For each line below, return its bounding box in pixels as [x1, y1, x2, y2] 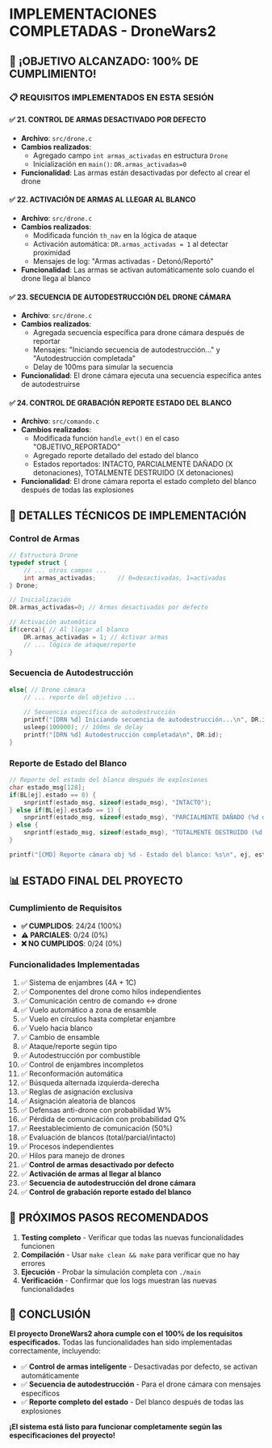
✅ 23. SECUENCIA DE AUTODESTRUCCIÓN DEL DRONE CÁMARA [9, 292, 232, 302]
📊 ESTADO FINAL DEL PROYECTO [9, 874, 183, 888]
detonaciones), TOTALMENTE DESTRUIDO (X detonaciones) [32, 468, 234, 478]
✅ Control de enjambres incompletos [20, 1059, 144, 1069]
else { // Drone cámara [9, 686, 86, 694]
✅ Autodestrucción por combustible [20, 1050, 140, 1060]
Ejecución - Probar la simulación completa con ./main [20, 1267, 201, 1276]
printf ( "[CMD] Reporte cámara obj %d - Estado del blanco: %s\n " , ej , [9, 851, 252, 859]
